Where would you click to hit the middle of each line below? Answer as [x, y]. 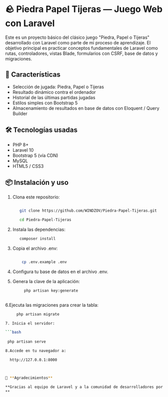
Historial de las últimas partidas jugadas [54, 97]
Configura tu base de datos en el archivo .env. [60, 272]
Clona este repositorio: [36, 197]
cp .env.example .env [44, 262]
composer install [37, 239]
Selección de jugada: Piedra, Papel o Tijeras [58, 87]
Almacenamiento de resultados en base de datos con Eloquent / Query [86, 108]
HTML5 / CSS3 [28, 166]
